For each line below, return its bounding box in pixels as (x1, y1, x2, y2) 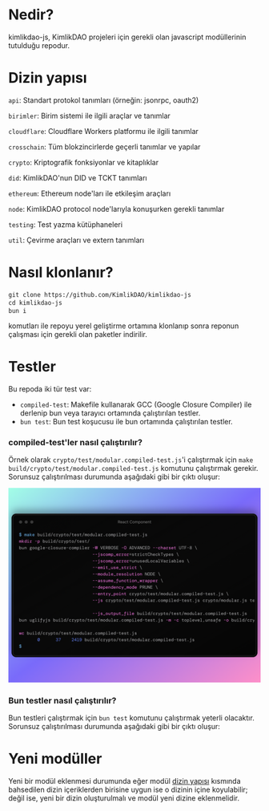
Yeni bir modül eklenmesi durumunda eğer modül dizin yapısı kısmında (8, 777, 242, 786)
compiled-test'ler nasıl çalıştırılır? (8, 436, 143, 448)
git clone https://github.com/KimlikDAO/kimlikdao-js (8, 290, 192, 298)
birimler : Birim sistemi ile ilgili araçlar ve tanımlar (8, 111, 171, 120)
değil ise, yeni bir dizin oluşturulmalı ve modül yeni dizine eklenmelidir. (8, 793, 240, 803)
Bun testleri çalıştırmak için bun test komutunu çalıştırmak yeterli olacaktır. (8, 713, 255, 723)
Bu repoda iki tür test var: (8, 383, 92, 394)
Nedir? (8, 6, 54, 24)
